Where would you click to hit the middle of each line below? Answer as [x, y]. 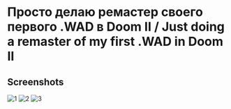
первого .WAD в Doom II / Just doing [116, 27]
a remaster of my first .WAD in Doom [115, 42]
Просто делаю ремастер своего [105, 12]
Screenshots [36, 82]
